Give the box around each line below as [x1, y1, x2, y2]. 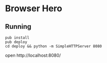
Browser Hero [5, 3, 62, 14]
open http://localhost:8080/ [5, 52, 61, 58]
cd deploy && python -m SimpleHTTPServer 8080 [5, 44, 102, 49]
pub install [5, 35, 29, 40]
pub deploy [5, 40, 27, 44]
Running [5, 22, 32, 31]
